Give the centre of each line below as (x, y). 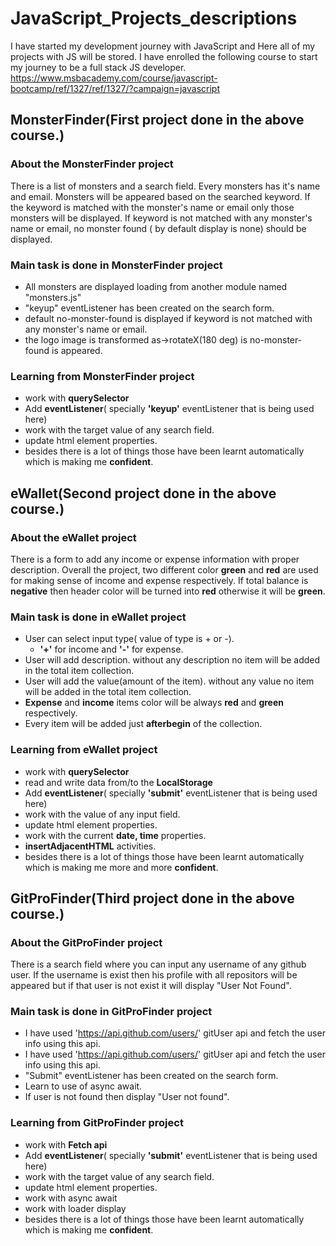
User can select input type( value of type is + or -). (129, 639)
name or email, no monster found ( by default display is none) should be (158, 228)
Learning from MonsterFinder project (102, 376)
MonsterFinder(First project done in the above (157, 120)
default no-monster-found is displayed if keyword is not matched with (168, 318)
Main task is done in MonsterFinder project (116, 265)
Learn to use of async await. (83, 1086)
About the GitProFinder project (86, 942)
